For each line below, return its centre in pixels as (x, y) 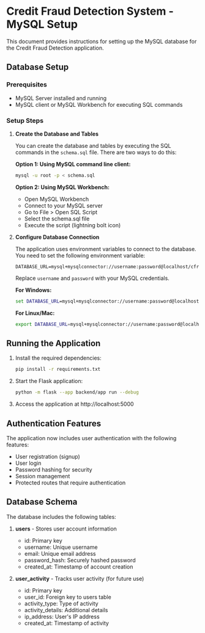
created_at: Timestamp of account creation (79, 567)
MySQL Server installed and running (61, 98)
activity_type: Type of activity (61, 604)
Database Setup (38, 67)
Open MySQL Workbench (57, 199)
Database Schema (42, 502)
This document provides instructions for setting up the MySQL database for (102, 41)
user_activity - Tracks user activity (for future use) (80, 578)
